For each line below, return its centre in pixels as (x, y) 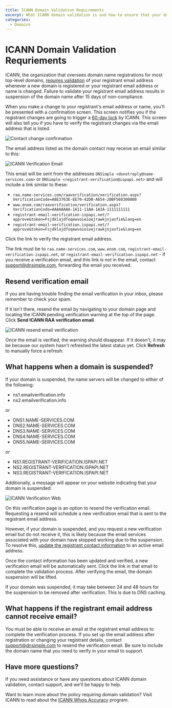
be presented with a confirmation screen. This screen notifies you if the (81, 112)
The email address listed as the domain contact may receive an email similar (86, 148)
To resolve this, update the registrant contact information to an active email (84, 545)
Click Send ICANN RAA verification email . (50, 320)
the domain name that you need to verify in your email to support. (74, 650)
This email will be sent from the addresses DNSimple (60, 174)
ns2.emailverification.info (39, 400)
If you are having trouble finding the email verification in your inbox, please (84, 294)
